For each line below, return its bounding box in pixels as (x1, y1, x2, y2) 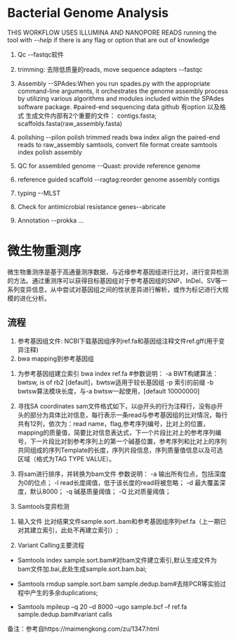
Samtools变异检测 (17, 502, 70, 510)
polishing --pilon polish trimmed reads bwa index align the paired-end (17, 132, 221, 142)
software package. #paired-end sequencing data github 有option (17, 102, 206, 111)
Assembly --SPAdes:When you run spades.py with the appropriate (17, 79, 211, 87)
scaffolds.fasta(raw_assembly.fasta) (17, 119, 123, 127)
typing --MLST (17, 189, 61, 197)
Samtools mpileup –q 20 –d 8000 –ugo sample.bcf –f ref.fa (17, 602, 188, 610)
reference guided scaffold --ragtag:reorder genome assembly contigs (17, 175, 220, 184)
